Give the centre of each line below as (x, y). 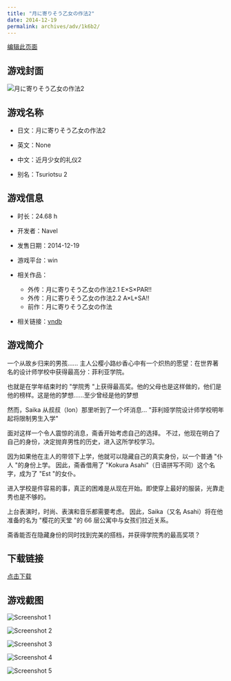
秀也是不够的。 (28, 497)
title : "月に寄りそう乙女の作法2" (51, 13)
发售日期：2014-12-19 (48, 245)
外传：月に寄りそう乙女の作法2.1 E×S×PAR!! (90, 289)
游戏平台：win (37, 260)
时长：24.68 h (37, 216)
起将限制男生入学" (33, 418)
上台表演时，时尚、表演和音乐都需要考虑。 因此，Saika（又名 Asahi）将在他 (115, 511)
